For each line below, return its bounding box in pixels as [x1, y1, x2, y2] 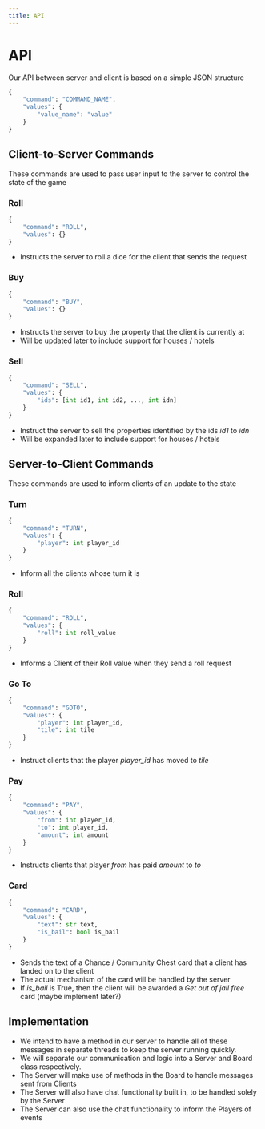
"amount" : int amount [37, 830, 110, 839]
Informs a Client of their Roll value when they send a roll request [19, 658, 232, 668]
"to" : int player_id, [37, 823, 110, 831]
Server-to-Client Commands [8, 457, 154, 471]
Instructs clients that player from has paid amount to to [19, 860, 202, 870]
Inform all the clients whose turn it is [19, 569, 140, 578]
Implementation [8, 1014, 90, 1029]
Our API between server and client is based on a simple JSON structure [8, 73, 244, 82]
